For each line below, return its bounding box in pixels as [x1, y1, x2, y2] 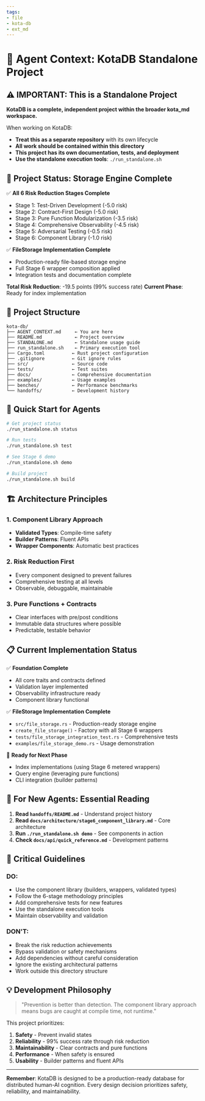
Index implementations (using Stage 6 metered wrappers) [15, 763, 160, 770]
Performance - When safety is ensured [15, 1051, 115, 1058]
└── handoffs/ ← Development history [6, 388, 130, 394]
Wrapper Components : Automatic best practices [15, 542, 139, 550]
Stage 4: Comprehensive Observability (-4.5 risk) [15, 221, 139, 229]
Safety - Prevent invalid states [15, 1031, 92, 1039]
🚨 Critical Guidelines [6, 853, 85, 864]
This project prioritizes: [6, 1019, 65, 1027]
